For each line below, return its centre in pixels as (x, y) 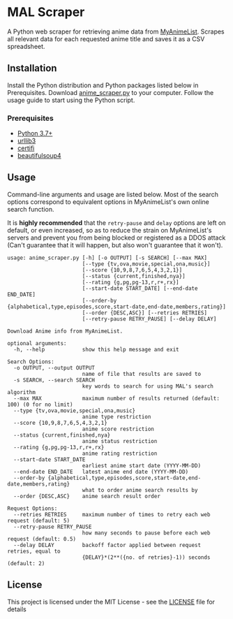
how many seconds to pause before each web (146, 533)
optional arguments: (37, 343)
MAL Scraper (46, 12)
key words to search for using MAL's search (148, 386)
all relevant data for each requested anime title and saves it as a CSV (106, 38)
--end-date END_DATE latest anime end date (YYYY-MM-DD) (101, 472)
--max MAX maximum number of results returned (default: (116, 398)
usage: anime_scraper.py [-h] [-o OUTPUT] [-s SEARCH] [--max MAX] (107, 258)
